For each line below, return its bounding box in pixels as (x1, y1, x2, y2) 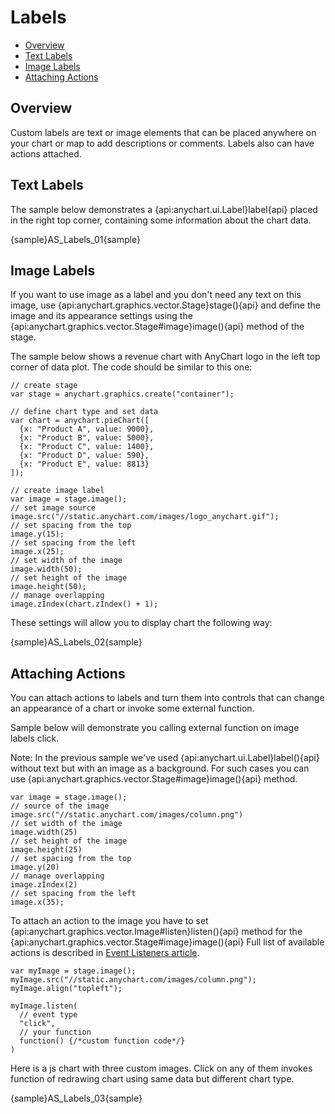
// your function (19, 1027, 92, 1038)
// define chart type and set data (10, 407, 159, 417)
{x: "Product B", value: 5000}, (19, 433, 155, 443)
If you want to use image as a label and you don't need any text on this (10, 289, 302, 301)
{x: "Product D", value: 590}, (19, 451, 150, 461)
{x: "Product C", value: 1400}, (19, 442, 155, 452)
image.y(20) (10, 862, 60, 873)
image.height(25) (10, 845, 83, 855)
